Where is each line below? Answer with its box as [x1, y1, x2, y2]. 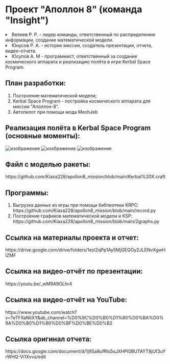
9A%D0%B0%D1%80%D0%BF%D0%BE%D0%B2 [5, 320, 113, 326]
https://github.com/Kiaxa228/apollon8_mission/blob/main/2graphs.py [12, 219, 160, 225]
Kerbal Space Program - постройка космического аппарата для [12, 98, 151, 104]
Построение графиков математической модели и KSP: [12, 213, 133, 219]
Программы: [5, 188, 49, 197]
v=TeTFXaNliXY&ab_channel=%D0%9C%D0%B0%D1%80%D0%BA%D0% [5, 314, 164, 320]
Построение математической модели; [12, 92, 97, 98]
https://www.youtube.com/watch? [5, 309, 77, 315]
